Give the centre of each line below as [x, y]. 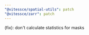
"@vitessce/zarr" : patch [30, 14]
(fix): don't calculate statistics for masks [44, 27]
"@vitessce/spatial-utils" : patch [39, 9]
